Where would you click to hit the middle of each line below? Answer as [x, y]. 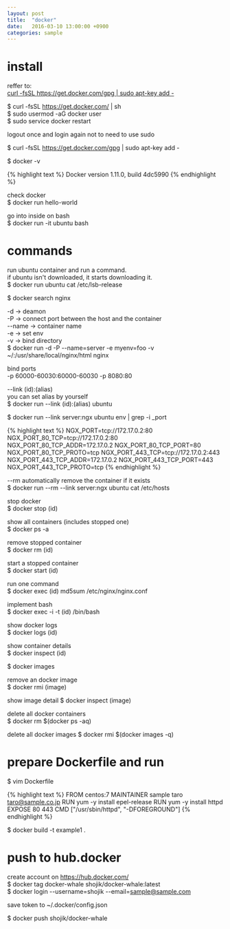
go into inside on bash [38, 216]
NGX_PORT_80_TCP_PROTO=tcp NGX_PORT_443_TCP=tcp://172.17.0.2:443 [114, 452]
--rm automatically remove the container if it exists [79, 481]
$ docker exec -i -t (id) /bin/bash [54, 612]
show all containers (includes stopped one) [68, 522]
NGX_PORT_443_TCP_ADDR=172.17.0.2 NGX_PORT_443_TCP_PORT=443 [110, 460]
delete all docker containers [46, 714]
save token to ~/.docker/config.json [57, 905]
